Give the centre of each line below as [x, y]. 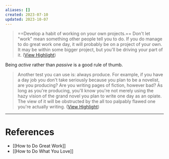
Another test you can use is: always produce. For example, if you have [90, 75]
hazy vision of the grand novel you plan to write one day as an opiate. [90, 96]
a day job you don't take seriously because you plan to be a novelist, [89, 80]
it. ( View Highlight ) [37, 55]
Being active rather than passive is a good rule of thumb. [64, 65]
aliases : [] [18, 10]
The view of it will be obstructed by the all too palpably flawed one [87, 101]
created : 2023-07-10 [27, 15]
